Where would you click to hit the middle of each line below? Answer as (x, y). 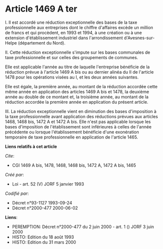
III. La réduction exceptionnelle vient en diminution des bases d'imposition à (81, 111)
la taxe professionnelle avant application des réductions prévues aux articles (81, 116)
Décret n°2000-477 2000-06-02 (45, 208)
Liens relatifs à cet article (31, 146)
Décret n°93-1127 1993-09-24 (42, 202)
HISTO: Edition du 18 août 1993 (43, 237)
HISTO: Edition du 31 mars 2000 (44, 242)
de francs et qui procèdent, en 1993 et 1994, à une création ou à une (73, 32)
